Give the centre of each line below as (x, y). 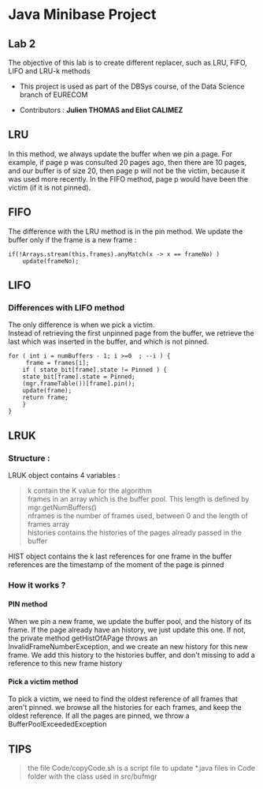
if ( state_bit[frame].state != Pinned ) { (95, 370)
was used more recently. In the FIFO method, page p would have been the (128, 178)
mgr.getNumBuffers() (62, 507)
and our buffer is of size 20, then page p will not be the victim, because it (127, 171)
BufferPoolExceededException (58, 724)
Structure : (29, 458)
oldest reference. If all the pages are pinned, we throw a (99, 716)
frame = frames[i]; (57, 363)
